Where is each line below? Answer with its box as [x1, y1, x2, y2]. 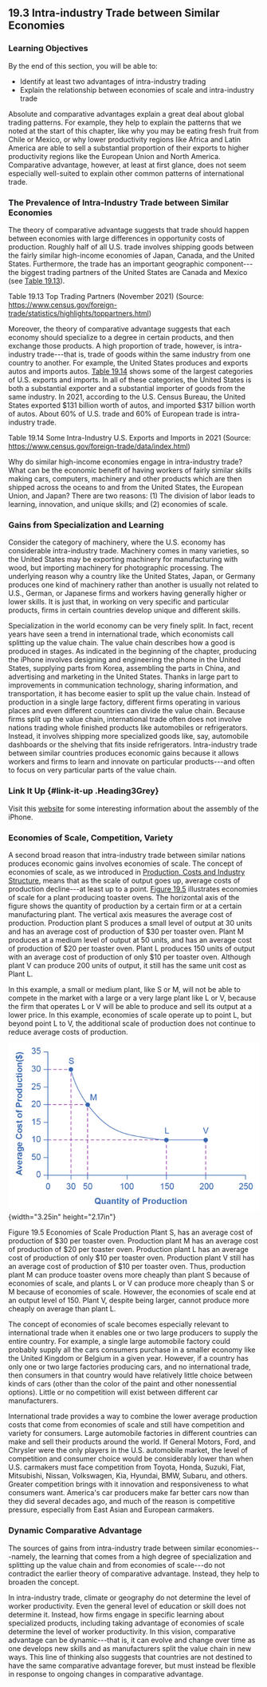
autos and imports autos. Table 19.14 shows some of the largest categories [8, 366, 253, 376]
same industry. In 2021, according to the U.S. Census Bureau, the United [8, 392, 245, 401]
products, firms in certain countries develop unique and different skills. [8, 605, 241, 615]
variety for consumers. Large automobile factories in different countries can [8, 1429, 257, 1438]
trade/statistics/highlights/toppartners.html [8, 308, 149, 318]
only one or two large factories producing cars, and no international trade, [8, 1362, 251, 1372]
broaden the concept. [8, 1577, 80, 1586]
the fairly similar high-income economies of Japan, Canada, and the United [8, 250, 255, 260]
